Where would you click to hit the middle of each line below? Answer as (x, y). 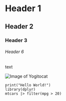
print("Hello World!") (28, 85)
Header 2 (19, 26)
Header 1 (23, 8)
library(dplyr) (20, 89)
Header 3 (16, 40)
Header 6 (15, 52)
